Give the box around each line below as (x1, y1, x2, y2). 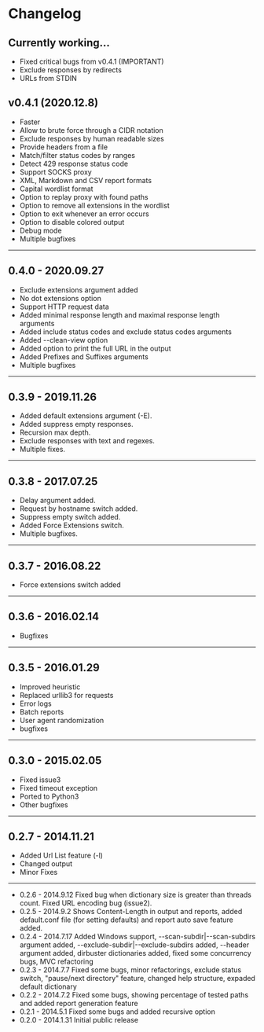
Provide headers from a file (19, 142, 108, 152)
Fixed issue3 (19, 775, 61, 784)
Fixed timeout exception (19, 783, 98, 792)
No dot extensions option (19, 293, 102, 303)
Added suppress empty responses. (19, 420, 134, 429)
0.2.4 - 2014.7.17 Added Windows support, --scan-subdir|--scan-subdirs (19, 932, 256, 942)
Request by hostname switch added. (19, 504, 138, 513)
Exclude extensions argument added (19, 285, 139, 295)
